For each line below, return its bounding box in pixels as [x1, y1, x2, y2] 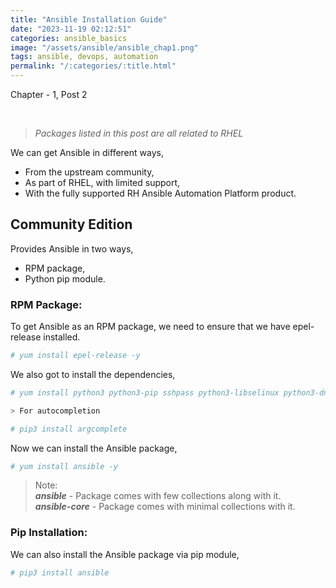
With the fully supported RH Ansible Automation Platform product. [24, 187, 297, 199]
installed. [43, 331, 81, 343]
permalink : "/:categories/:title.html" [10, 61, 177, 71]
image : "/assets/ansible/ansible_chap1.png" [10, 42, 199, 53]
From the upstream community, [24, 166, 155, 178]
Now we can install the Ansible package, [10, 442, 178, 454]
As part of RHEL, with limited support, [24, 177, 181, 188]
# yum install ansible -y [10, 461, 118, 471]
